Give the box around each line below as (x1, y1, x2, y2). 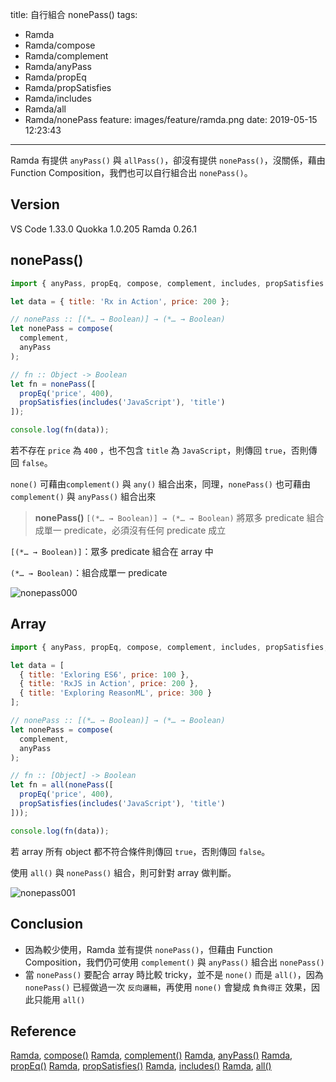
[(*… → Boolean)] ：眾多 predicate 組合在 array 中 (10, 546, 214, 557)
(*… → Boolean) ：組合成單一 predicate (10, 567, 168, 578)
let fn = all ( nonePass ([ (10, 780, 114, 790)
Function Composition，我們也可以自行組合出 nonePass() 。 (10, 167, 253, 178)
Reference (10, 1023, 77, 1040)
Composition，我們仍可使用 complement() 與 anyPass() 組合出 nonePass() (24, 956, 325, 968)
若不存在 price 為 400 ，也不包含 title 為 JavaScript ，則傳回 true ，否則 (10, 444, 309, 456)
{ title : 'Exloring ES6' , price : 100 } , (19, 669, 190, 680)
